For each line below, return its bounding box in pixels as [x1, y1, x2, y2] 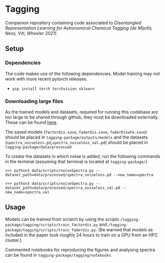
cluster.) [5, 237, 22, 243]
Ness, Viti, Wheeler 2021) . [5, 30, 58, 36]
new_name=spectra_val [5, 189, 50, 194]
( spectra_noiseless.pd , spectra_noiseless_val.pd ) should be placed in [5, 139, 148, 145]
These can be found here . [5, 119, 58, 125]
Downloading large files [5, 98, 63, 105]
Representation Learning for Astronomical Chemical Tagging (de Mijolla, [5, 25, 153, 31]
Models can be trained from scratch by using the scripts [5, 216, 120, 222]
